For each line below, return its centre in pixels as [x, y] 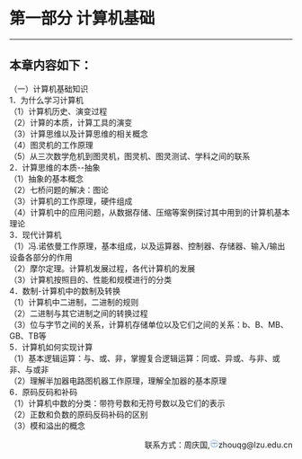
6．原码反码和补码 [44, 392]
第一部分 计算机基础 [82, 18]
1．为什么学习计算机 [46, 100]
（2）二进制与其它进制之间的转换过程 [79, 313]
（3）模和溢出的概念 [47, 425]
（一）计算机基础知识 [49, 88]
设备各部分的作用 [41, 257]
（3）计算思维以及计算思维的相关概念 [79, 133]
